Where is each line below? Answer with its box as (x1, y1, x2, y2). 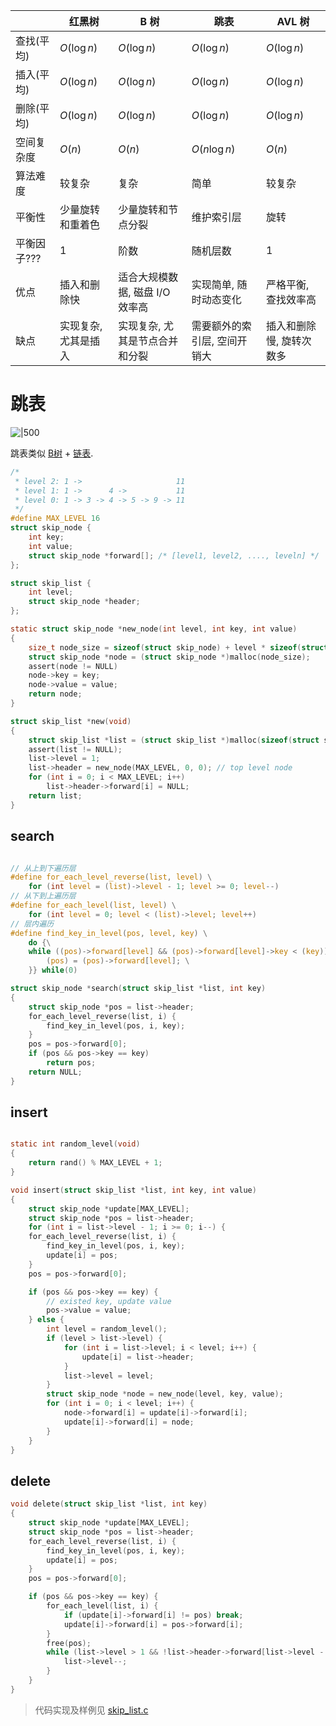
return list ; (28, 790, 83, 801)
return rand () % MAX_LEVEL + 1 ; (28, 1158, 163, 1168)
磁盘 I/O (133, 285, 171, 299)
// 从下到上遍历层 (10, 891, 77, 901)
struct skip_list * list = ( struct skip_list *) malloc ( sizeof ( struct (28, 735, 320, 745)
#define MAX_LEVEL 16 (10, 514, 101, 524)
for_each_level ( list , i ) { (46, 1601, 159, 1611)
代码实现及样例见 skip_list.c (34, 1704, 149, 1716)
